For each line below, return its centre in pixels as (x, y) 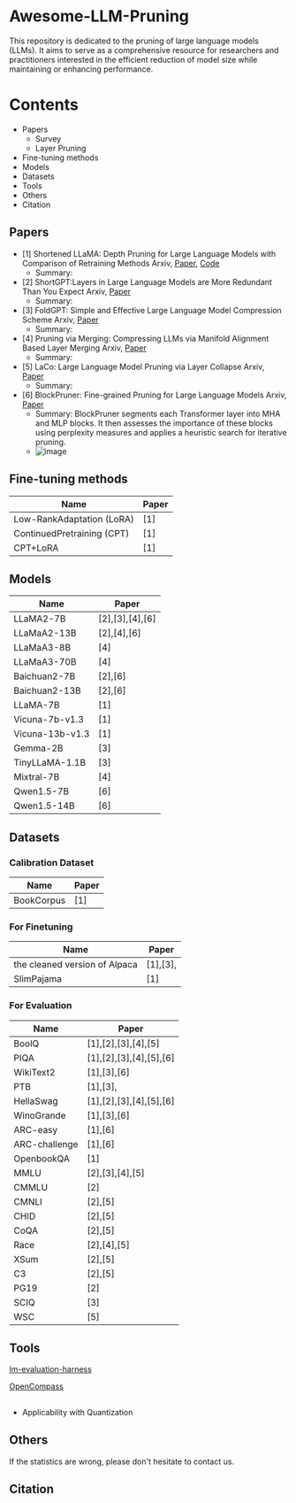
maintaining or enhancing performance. (81, 69)
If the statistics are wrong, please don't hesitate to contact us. (122, 1461)
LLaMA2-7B (40, 619)
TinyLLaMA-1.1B (50, 763)
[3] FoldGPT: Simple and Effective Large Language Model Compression (152, 310)
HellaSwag (36, 1101)
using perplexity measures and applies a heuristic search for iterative (161, 432)
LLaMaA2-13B (45, 633)
